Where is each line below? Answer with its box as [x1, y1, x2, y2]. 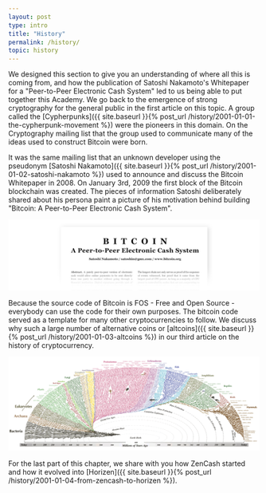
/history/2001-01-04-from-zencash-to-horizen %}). [8, 475, 178, 486]
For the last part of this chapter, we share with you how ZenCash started [8, 459, 245, 468]
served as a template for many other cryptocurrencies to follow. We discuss [8, 315, 257, 325]
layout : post [8, 13, 52, 21]
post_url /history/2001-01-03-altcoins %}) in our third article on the [19, 332, 240, 341]
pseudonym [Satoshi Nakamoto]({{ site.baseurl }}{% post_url [8, 161, 209, 171]
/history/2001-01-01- [188, 112, 256, 121]
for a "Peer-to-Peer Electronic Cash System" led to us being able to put [8, 86, 243, 96]
